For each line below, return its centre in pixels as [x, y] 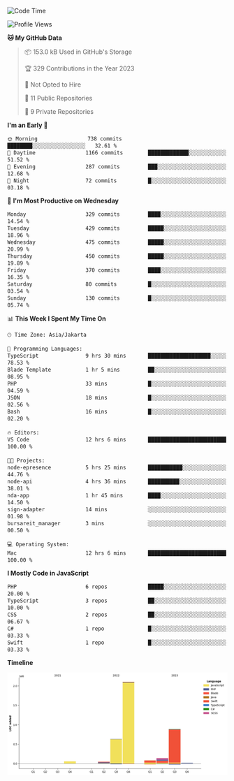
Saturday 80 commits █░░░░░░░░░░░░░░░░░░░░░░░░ [117, 284]
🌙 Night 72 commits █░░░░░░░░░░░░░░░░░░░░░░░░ [117, 181]
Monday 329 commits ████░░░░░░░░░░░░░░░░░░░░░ [117, 214]
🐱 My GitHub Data [35, 38]
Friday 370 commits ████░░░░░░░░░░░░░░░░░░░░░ [117, 270]
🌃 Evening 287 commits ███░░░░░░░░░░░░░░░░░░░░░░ [117, 167]
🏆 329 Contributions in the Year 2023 [79, 68]
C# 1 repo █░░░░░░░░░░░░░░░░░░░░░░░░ [117, 629]
